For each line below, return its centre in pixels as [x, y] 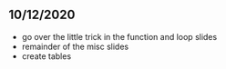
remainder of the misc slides [75, 46]
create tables [46, 56]
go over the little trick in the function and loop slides [119, 36]
